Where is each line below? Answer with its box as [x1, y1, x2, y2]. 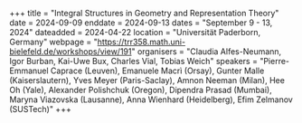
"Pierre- [259, 56, 290, 66]
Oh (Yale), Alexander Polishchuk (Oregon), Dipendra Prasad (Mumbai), [9, 85, 273, 95]
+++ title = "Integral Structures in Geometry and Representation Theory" [9, 8, 279, 18]
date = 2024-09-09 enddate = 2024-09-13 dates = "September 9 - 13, [9, 17, 273, 28]
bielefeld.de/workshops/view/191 [9, 46, 132, 57]
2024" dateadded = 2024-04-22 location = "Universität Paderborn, [9, 27, 261, 37]
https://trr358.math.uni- [97, 36, 186, 47]
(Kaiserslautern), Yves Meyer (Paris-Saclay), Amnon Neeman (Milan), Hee [9, 75, 285, 85]
